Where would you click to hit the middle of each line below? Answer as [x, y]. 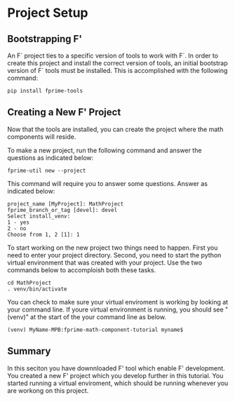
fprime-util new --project [47, 170]
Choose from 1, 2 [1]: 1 [43, 234]
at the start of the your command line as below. [99, 316]
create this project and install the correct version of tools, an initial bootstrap [117, 63]
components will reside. [42, 136]
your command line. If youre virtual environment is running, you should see [115, 309]
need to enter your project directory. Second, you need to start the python [114, 255]
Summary [29, 351]
